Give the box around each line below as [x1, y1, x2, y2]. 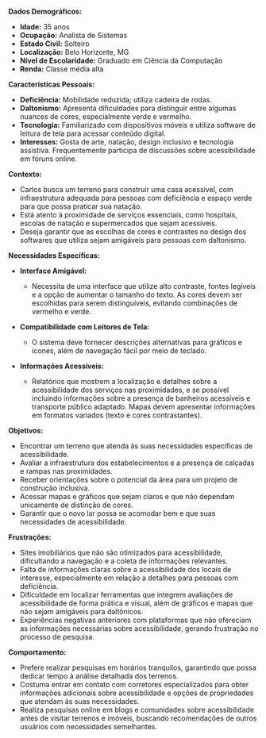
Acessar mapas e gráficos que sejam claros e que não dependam [19, 492, 235, 501]
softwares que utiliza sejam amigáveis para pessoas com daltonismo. [19, 236, 247, 244]
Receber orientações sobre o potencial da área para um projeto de [19, 475, 238, 484]
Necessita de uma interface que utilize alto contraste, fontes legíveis [31, 282, 256, 290]
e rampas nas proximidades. [19, 467, 113, 475]
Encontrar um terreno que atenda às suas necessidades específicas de [19, 441, 253, 451]
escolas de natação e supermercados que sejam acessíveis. [19, 218, 218, 228]
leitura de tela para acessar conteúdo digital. [19, 129, 166, 138]
